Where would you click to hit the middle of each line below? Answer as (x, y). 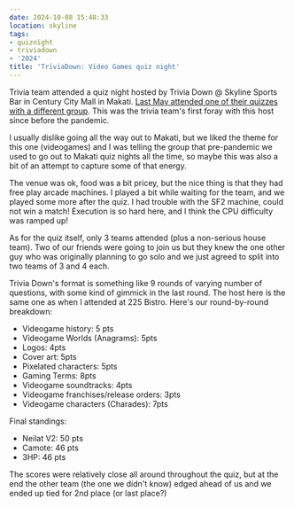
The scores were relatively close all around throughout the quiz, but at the (144, 474)
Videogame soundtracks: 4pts (77, 385)
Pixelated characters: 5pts (70, 366)
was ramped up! (39, 220)
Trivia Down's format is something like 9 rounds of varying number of (136, 283)
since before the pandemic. (59, 120)
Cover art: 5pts (49, 356)
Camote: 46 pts (50, 448)
